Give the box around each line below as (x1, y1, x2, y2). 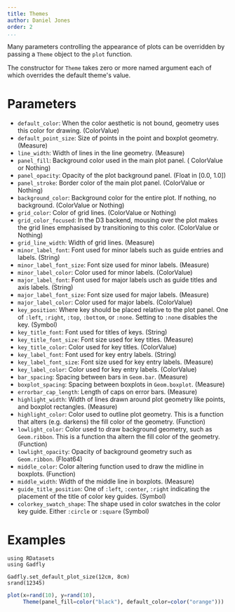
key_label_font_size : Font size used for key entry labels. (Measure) (17, 358, 214, 366)
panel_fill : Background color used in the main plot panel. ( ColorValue (17, 156, 223, 165)
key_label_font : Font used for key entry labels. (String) (17, 351, 177, 359)
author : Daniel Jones (7, 17, 71, 24)
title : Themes (7, 10, 49, 18)
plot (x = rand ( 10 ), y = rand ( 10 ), (7, 592, 96, 599)
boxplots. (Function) (17, 470, 76, 478)
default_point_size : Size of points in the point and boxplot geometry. (17, 134, 219, 143)
